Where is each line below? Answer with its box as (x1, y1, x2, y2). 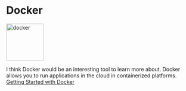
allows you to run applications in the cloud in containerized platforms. (6, 72, 177, 79)
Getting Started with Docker (6, 78, 75, 85)
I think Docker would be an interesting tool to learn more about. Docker (6, 65, 181, 73)
